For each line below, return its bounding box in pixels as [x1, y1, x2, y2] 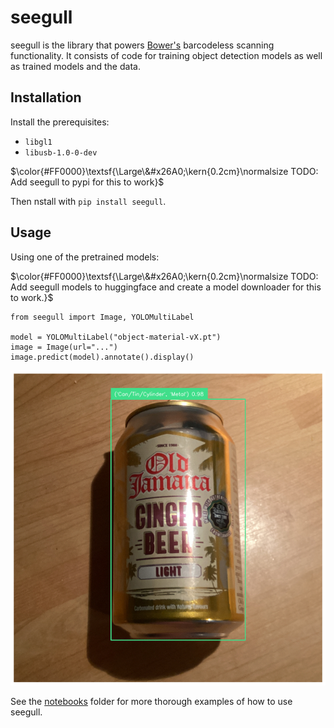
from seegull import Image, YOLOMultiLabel [10, 312, 195, 322]
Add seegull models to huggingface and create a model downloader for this [10, 281, 322, 293]
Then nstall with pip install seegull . [10, 195, 167, 207]
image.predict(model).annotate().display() [10, 352, 195, 362]
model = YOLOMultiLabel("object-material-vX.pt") [10, 332, 222, 342]
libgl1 [24, 137, 53, 147]
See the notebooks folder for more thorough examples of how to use [10, 695, 293, 707]
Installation [10, 89, 82, 106]
